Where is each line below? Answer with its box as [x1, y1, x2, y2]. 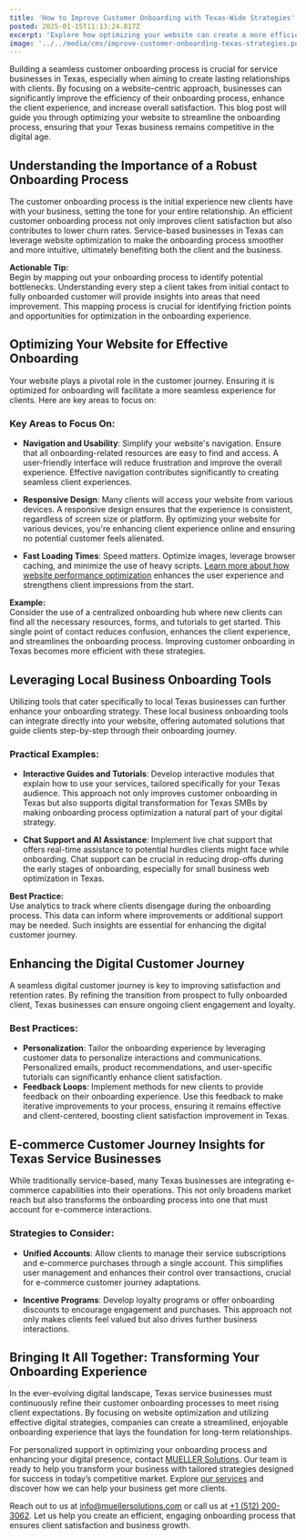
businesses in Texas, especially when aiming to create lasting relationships [9, 74, 291, 85]
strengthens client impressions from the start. [22, 580, 194, 591]
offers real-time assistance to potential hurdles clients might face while [22, 844, 290, 856]
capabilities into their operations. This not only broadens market [51, 1185, 291, 1196]
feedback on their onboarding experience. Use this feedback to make [22, 1091, 284, 1102]
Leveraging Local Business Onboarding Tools [9, 672, 271, 687]
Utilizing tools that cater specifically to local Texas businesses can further [9, 695, 287, 706]
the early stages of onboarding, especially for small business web [22, 864, 270, 875]
